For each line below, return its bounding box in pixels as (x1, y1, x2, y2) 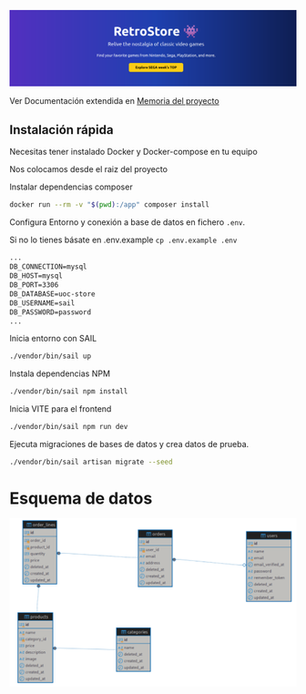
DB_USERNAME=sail (9, 299, 76, 308)
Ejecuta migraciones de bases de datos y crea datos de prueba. (9, 438, 250, 449)
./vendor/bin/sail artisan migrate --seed (9, 457, 173, 466)
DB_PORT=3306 (9, 281, 59, 290)
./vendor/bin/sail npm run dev (9, 422, 128, 431)
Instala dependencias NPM (9, 368, 111, 379)
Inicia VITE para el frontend (9, 403, 112, 414)
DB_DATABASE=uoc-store (9, 290, 96, 299)
